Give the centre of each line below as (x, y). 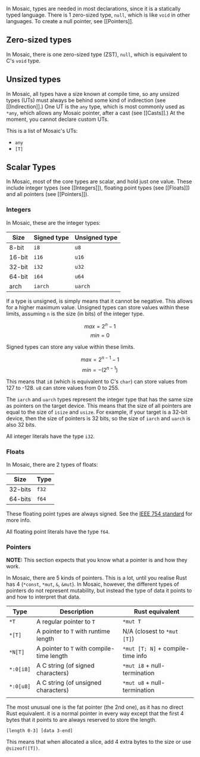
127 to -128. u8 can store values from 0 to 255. (63, 387)
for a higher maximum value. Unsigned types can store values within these (98, 307)
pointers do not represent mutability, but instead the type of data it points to (99, 591)
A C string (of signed (65, 666)
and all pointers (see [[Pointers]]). (48, 194)
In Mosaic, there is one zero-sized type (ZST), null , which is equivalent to (97, 54)
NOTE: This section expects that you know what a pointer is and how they (97, 560)
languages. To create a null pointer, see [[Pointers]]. (70, 21)
